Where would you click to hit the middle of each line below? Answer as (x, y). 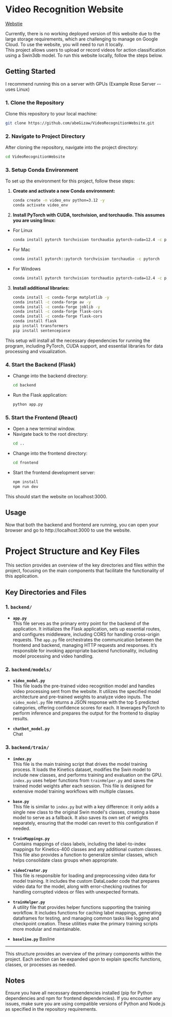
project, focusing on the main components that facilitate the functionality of (85, 571)
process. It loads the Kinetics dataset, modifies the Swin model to (82, 769)
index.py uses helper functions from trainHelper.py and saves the (83, 780)
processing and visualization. (36, 351)
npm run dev (25, 486)
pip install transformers (40, 326)
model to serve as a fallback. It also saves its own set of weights (80, 817)
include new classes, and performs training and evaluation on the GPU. (88, 775)
